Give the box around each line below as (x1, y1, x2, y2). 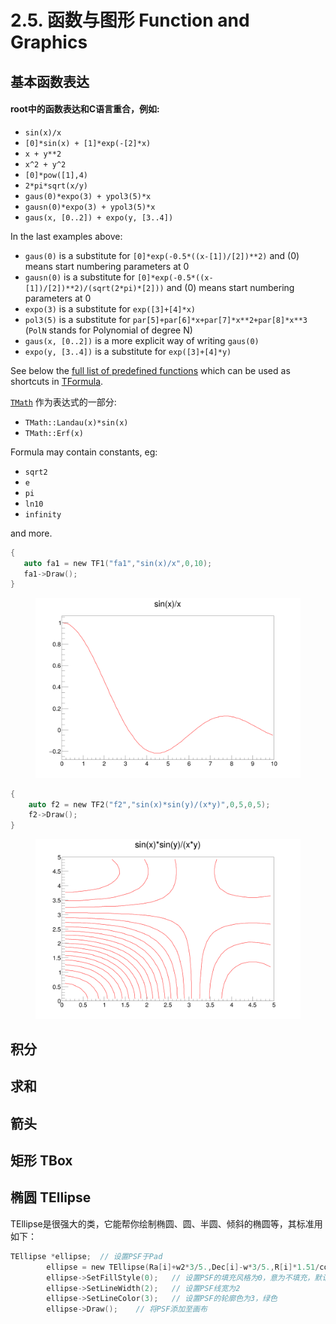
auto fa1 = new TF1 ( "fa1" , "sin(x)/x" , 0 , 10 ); (23, 558, 213, 568)
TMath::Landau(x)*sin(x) (24, 417, 129, 428)
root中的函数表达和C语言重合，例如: (10, 103, 160, 115)
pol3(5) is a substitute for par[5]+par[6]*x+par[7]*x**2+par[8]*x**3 (24, 313, 308, 325)
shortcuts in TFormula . (10, 375, 104, 387)
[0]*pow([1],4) (24, 170, 89, 180)
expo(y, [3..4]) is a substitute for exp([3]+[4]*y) (24, 345, 232, 357)
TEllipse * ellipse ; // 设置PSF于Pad (10, 1251, 163, 1261)
